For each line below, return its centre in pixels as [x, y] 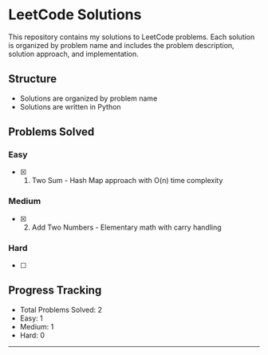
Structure [33, 79]
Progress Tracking [55, 291]
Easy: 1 [31, 318]
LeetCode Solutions [75, 15]
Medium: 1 [37, 326]
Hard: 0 [32, 335]
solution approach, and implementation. [74, 54]
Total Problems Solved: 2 [61, 309]
